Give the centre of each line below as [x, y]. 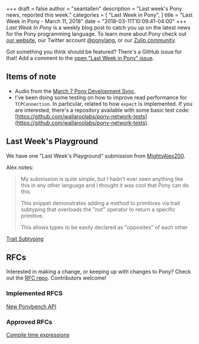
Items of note [31, 77]
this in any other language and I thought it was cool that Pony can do [105, 185]
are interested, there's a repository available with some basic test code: [102, 110]
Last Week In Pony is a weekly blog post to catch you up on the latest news [98, 27]
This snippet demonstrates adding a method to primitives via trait [100, 203]
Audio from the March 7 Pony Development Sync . [75, 91]
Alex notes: [20, 167]
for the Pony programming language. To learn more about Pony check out [97, 34]
